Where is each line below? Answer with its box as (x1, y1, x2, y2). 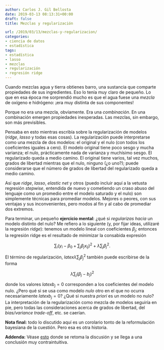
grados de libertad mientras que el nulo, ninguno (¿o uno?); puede (5, 160, 139, 166)
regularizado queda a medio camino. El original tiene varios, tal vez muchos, (5, 155, 159, 161)
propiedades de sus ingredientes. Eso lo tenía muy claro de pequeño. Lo (5, 89, 151, 95)
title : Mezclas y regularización (5, 21, 73, 26)
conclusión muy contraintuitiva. (5, 339, 69, 345)
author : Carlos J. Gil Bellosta (5, 7, 71, 12)
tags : (5, 47, 16, 53)
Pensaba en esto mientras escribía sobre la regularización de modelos (5, 129, 147, 135)
